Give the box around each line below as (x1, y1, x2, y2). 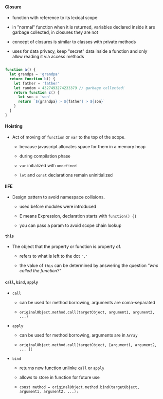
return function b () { (9, 76, 55, 81)
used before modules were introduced (19, 203, 96, 210)
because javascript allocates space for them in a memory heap (19, 144, 146, 150)
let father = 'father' (14, 81, 60, 86)
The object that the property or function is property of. (12, 244, 122, 249)
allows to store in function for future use (19, 374, 100, 380)
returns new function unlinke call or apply (19, 365, 105, 371)
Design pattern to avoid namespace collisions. (12, 194, 105, 200)
